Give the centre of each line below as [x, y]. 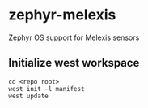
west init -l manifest [47, 89]
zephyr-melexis [62, 15]
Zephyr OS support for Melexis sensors [74, 37]
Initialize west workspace [74, 63]
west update [28, 96]
